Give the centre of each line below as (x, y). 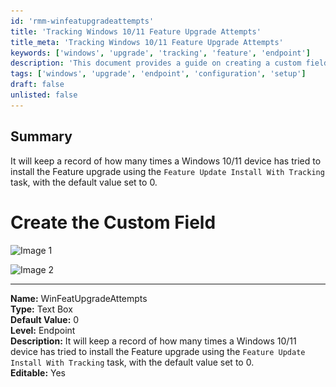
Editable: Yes (38, 372)
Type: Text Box (41, 309)
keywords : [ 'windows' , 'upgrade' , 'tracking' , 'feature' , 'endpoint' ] (160, 53)
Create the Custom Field (113, 222)
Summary (41, 136)
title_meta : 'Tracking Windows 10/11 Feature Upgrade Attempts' (147, 42)
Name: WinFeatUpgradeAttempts (79, 298)
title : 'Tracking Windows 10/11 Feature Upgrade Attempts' (136, 31)
